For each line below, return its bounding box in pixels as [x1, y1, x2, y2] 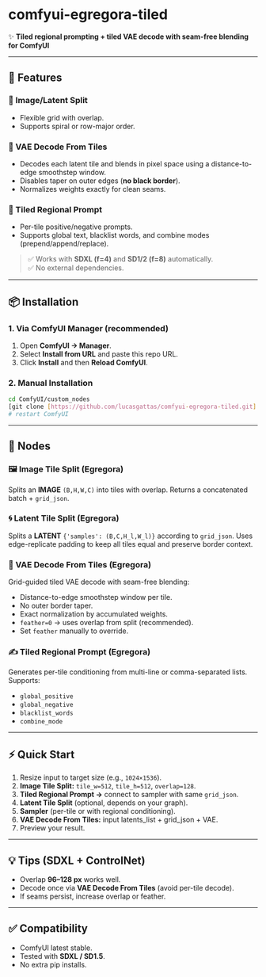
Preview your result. [19, 823, 85, 833]
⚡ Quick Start [8, 747, 75, 761]
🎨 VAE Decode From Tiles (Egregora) [8, 559, 152, 570]
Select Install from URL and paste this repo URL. [19, 349, 178, 358]
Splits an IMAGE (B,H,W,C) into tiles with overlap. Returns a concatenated [8, 485, 248, 494]
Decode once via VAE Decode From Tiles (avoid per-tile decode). [19, 883, 235, 893]
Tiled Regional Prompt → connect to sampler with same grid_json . [19, 790, 239, 800]
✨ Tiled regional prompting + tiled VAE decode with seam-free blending [8, 32, 249, 41]
